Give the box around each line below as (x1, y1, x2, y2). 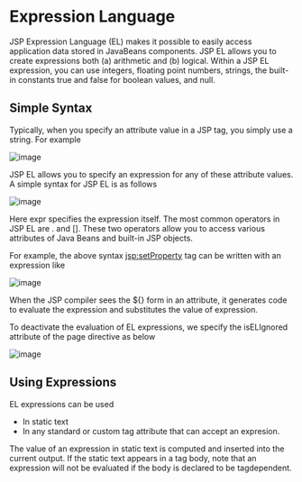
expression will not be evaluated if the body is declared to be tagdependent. (9, 462, 292, 473)
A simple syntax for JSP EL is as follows (9, 178, 158, 189)
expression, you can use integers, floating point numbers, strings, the (9, 65, 268, 76)
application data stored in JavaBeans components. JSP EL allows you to (9, 45, 277, 56)
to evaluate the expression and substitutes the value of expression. (9, 304, 259, 314)
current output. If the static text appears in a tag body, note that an (9, 452, 257, 463)
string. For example (9, 133, 81, 145)
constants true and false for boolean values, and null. (17, 74, 216, 85)
